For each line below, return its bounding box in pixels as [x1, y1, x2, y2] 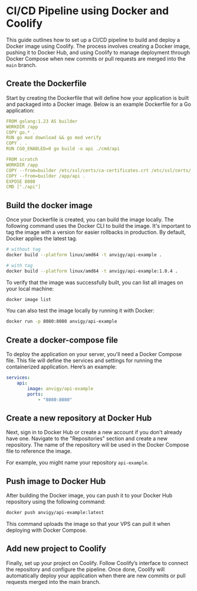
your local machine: [6, 285, 54, 292]
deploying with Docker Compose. [6, 527, 87, 534]
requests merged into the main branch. [6, 578, 101, 585]
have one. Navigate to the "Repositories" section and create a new [6, 435, 168, 442]
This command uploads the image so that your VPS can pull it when [6, 521, 171, 527]
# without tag [6, 247, 41, 253]
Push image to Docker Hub [6, 476, 106, 486]
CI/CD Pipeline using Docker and [6, 4, 169, 18]
